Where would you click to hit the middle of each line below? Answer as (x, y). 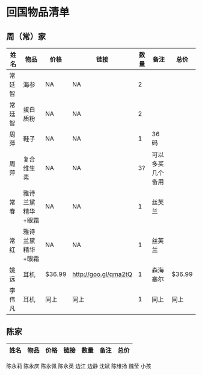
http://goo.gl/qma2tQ (102, 274)
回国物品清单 (38, 12)
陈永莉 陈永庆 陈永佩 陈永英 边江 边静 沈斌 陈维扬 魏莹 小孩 (79, 366)
